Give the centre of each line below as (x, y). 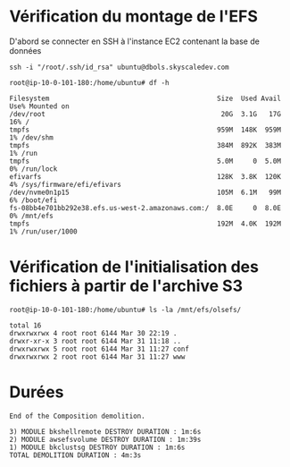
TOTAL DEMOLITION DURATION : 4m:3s (75, 455)
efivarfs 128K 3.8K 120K (145, 176)
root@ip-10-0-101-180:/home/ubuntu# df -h (89, 82)
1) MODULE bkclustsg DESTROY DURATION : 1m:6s (97, 447)
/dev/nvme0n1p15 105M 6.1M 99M (145, 192)
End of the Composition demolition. (77, 416)
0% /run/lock (33, 169)
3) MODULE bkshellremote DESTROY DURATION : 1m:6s (105, 431)
